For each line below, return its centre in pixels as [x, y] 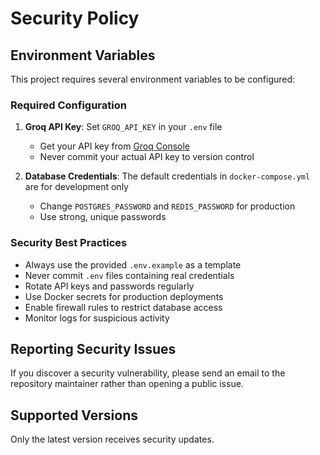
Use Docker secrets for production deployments [124, 296]
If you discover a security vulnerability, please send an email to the [148, 373]
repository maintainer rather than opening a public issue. [127, 384]
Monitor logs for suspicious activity [97, 318]
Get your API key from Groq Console [114, 146]
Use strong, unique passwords [103, 217]
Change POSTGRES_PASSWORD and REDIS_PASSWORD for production [167, 206]
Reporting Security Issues [93, 348]
